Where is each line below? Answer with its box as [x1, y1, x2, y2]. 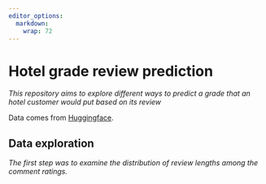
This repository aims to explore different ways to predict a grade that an [8, 88, 251, 98]
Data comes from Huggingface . [8, 113, 114, 122]
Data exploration [8, 136, 95, 150]
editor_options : [8, 11, 63, 20]
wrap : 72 [23, 27, 53, 35]
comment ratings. [8, 167, 68, 177]
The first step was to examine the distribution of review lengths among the [8, 158, 259, 168]
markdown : [15, 19, 49, 28]
